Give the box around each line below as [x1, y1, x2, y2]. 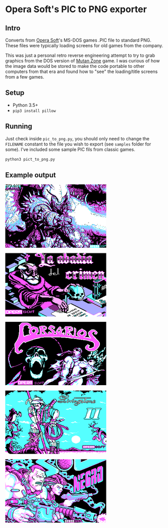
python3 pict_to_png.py [5, 157, 55, 162]
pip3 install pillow [12, 108, 56, 114]
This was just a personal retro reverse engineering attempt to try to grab [5, 52, 155, 58]
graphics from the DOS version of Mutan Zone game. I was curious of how [5, 58, 160, 64]
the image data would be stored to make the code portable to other [5, 63, 145, 69]
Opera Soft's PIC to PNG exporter [5, 4, 147, 15]
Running [5, 122, 33, 131]
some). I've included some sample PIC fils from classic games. [5, 146, 135, 153]
